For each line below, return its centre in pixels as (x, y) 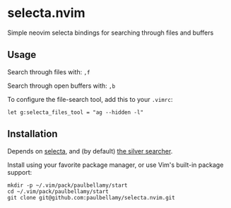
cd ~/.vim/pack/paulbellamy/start (58, 191)
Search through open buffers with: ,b (61, 86)
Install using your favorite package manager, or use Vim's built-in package (115, 165)
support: (20, 172)
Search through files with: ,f (49, 71)
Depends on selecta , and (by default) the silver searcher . (90, 151)
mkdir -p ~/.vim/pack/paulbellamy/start (68, 185)
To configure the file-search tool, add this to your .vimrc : (90, 99)
